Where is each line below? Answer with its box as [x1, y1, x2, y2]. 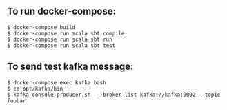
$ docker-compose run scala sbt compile [7, 30, 126, 37]
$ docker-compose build [7, 24, 76, 30]
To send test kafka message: [7, 61, 134, 73]
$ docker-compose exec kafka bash [7, 79, 107, 86]
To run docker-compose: [7, 6, 116, 17]
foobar [7, 97, 26, 104]
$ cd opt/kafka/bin [7, 85, 63, 92]
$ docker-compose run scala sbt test [7, 42, 116, 49]
